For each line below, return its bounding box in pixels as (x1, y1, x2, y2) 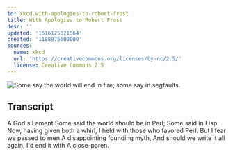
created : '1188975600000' (7, 36, 82, 43)
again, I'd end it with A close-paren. (7, 141, 110, 150)
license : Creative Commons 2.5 (13, 62, 104, 69)
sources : (7, 42, 33, 49)
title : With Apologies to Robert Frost (7, 17, 123, 24)
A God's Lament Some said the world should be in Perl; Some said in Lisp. (7, 119, 219, 128)
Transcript (7, 101, 54, 113)
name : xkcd (13, 49, 45, 56)
